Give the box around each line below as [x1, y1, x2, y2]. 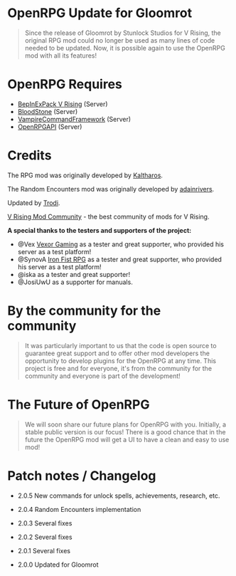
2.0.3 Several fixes [17, 518, 73, 528]
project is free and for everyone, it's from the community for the [24, 364, 212, 372]
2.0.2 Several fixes [17, 533, 73, 541]
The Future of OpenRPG [7, 397, 150, 412]
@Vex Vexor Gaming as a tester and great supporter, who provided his [17, 240, 224, 248]
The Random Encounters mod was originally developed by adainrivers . [7, 184, 215, 193]
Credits [7, 147, 52, 164]
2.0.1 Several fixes [17, 546, 71, 555]
